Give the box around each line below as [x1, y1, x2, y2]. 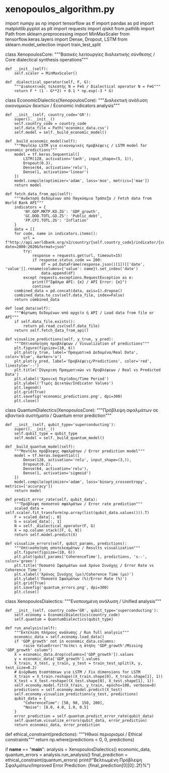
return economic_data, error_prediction [14, 722, 100, 727]
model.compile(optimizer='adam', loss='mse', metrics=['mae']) [14, 178, 150, 183]
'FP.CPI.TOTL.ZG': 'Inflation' [23, 218, 89, 223]
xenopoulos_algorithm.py [5, 4, 115, 15]
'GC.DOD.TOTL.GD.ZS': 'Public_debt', [23, 213, 102, 218]
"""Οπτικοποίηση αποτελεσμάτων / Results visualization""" [14, 545, 141, 550]
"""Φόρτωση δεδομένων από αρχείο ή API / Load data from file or [14, 310, 154, 315]
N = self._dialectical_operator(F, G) [14, 523, 96, 529]
